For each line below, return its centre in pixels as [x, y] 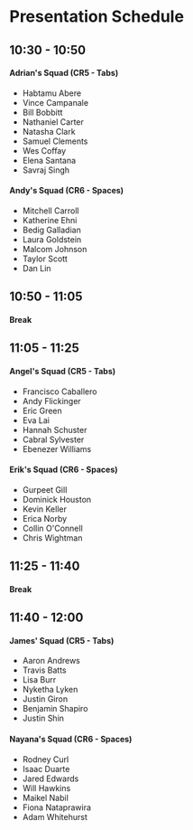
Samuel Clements [55, 141]
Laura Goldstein [52, 239]
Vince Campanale [55, 102]
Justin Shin [43, 718]
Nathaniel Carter [53, 122]
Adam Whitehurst [55, 816]
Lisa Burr [39, 680]
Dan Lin [37, 268]
